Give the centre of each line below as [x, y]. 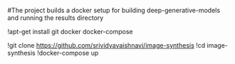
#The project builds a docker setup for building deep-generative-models [114, 10]
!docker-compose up [68, 53]
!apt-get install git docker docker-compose [70, 32]
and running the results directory [56, 18]
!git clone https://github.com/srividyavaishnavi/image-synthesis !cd [106, 45]
